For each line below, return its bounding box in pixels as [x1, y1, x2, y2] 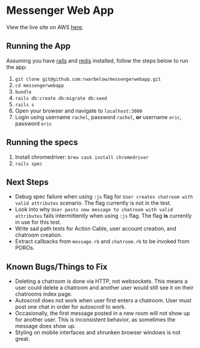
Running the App [6, 41, 71, 51]
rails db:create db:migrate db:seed [14, 95, 107, 101]
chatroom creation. [14, 231, 63, 238]
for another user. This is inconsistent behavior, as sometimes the [14, 316, 176, 323]
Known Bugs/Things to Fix [6, 261, 108, 272]
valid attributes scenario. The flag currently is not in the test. [14, 199, 172, 207]
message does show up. [14, 323, 77, 330]
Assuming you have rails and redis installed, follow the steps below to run [6, 57, 189, 64]
